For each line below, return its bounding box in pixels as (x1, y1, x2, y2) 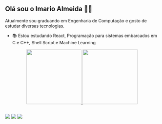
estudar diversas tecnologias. (5, 23, 64, 29)
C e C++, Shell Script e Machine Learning (12, 39, 96, 45)
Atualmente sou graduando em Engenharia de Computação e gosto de (5, 18, 147, 23)
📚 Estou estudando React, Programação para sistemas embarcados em (12, 33, 158, 38)
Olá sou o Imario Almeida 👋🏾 (5, 5, 93, 13)
